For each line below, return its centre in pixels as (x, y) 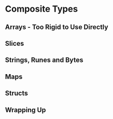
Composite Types (41, 9)
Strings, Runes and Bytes (44, 60)
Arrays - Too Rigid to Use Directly (57, 27)
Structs (17, 93)
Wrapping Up (26, 110)
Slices (15, 43)
